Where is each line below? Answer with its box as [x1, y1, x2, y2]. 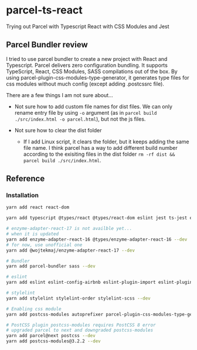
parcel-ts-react [6, 4, 83, 17]
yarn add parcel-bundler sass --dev [6, 263, 96, 269]
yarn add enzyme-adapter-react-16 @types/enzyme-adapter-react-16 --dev [6, 236, 188, 242]
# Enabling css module [6, 306, 62, 312]
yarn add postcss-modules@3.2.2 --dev [6, 338, 101, 344]
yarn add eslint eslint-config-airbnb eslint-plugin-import [6, 279, 157, 286]
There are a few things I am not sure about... [6, 91, 113, 98]
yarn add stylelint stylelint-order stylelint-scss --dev [6, 295, 151, 301]
